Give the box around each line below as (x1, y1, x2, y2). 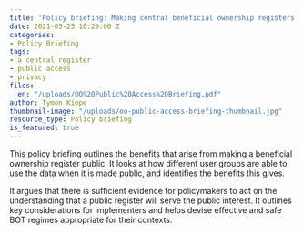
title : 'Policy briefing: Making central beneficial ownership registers (9, 13, 296, 23)
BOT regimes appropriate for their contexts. (9, 215, 173, 225)
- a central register (9, 56, 92, 65)
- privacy (9, 73, 47, 82)
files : (9, 81, 35, 90)
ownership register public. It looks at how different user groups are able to (9, 158, 288, 168)
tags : (9, 47, 30, 56)
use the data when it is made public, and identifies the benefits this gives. (9, 168, 285, 178)
